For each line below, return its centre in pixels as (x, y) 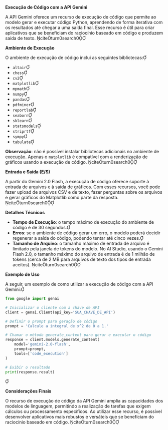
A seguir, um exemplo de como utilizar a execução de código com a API (79, 284)
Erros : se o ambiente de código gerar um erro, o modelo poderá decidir (86, 233)
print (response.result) (30, 372)
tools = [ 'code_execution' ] (41, 353)
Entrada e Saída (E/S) (28, 172)
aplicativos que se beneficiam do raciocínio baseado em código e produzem (84, 33)
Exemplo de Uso (23, 274)
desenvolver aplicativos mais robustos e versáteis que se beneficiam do (80, 417)
